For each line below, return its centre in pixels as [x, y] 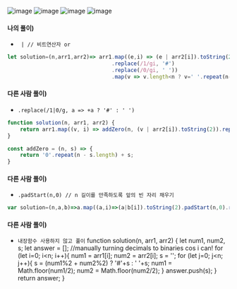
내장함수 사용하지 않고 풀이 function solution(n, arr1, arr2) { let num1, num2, [121, 241]
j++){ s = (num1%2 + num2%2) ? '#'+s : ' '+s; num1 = [95, 263]
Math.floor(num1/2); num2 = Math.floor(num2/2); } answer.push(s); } [117, 271]
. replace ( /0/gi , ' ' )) [145, 70]
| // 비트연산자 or [45, 45]
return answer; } [41, 278]
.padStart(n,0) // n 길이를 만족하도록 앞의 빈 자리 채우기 [96, 195]
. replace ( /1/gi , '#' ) [143, 64]
